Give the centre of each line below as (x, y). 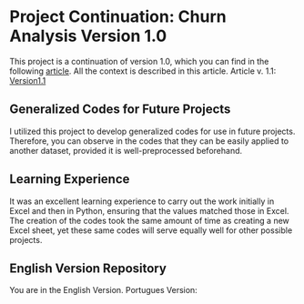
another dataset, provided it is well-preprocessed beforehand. (126, 150)
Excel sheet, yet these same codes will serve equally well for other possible (151, 230)
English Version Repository (88, 268)
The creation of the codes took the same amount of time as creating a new (149, 220)
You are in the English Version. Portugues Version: (103, 290)
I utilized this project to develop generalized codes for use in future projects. (152, 131)
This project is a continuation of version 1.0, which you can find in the (139, 61)
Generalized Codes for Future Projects (120, 110)
